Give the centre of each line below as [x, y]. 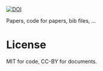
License [26, 45]
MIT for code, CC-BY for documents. [52, 61]
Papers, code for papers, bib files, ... [51, 21]
